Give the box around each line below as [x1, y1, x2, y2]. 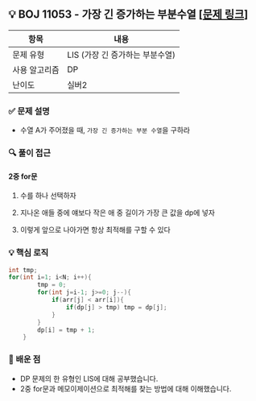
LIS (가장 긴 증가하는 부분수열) [67, 49, 175, 60]
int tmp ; [8, 266, 38, 274]
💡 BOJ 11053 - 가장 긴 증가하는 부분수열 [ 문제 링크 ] [8, 7, 249, 22]
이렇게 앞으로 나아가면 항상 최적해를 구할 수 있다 [19, 225, 171, 235]
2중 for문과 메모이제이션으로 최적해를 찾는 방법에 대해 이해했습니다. [19, 383, 232, 393]
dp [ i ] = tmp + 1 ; [37, 325, 95, 334]
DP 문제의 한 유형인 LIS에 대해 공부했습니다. [19, 374, 159, 383]
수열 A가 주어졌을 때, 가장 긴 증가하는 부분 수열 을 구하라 [19, 126, 191, 135]
